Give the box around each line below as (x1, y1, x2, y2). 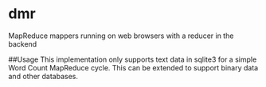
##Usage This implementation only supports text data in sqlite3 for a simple (8, 55, 257, 64)
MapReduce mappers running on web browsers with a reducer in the (8, 31, 234, 40)
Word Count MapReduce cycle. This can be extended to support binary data (8, 62, 259, 72)
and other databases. (8, 71, 78, 81)
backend (8, 39, 37, 48)
